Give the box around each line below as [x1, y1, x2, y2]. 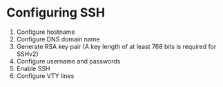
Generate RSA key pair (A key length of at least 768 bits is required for [16, 42, 217, 50]
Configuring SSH [6, 5, 105, 21]
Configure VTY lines [16, 71, 75, 80]
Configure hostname [16, 28, 75, 36]
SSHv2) [16, 50, 39, 58]
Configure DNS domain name [16, 35, 101, 43]
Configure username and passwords [16, 57, 121, 65]
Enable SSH [16, 64, 50, 72]
